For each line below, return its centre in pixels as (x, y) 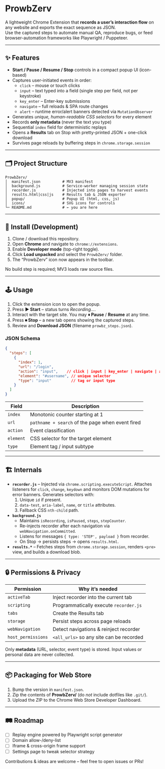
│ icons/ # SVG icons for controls (60, 203)
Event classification (53, 430)
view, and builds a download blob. (47, 552)
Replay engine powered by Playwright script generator (67, 735)
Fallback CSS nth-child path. (49, 510)
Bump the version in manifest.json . (48, 689)
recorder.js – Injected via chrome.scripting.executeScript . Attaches (82, 484)
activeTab (19, 597)
